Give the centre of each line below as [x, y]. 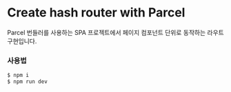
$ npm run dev [28, 82]
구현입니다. [22, 41]
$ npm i [18, 76]
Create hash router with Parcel [96, 13]
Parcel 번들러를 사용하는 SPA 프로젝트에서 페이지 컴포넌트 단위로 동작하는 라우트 [115, 32]
